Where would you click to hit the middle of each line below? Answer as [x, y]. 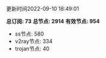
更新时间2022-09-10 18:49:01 [43, 9]
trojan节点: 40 [32, 49]
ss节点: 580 [29, 34]
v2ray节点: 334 [34, 41]
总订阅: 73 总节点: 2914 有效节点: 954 [53, 21]
